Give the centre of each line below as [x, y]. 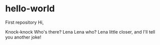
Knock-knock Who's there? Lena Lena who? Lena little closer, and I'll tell [80, 32]
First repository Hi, [24, 22]
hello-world [30, 9]
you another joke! [23, 37]
